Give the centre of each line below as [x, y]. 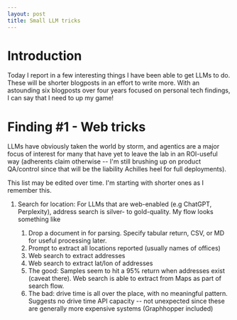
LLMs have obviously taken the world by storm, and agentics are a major [114, 146]
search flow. [46, 286]
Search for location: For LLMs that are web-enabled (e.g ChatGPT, [115, 204]
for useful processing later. [68, 241]
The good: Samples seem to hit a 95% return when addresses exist [127, 271]
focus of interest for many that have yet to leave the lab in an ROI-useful [112, 154]
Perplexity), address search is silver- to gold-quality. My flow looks [116, 212]
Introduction [45, 56]
